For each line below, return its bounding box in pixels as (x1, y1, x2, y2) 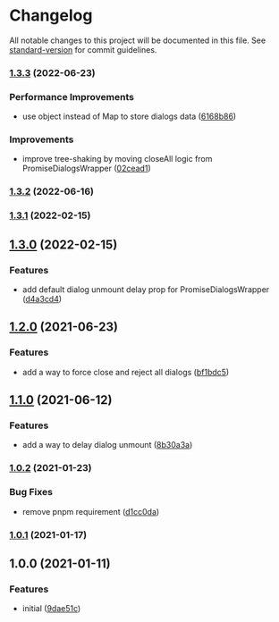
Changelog (9, 5, 93, 26)
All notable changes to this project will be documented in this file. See (9, 35, 266, 46)
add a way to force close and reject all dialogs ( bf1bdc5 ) (21, 366, 230, 377)
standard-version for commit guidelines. (9, 44, 157, 55)
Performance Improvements (9, 90, 135, 103)
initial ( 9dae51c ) (21, 603, 81, 614)
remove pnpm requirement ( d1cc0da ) (21, 506, 160, 517)
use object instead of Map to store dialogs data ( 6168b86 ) (21, 111, 237, 122)
